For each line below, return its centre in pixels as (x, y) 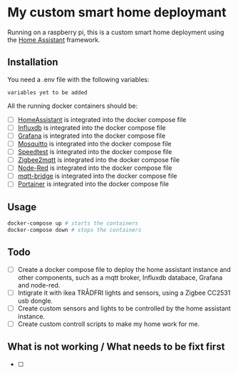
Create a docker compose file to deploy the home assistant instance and (124, 269)
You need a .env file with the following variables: (78, 79)
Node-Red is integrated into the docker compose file (95, 168)
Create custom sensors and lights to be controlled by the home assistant (124, 308)
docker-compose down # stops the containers (74, 230)
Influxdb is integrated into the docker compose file (92, 127)
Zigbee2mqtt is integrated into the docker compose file (99, 160)
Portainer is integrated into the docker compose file (93, 184)
